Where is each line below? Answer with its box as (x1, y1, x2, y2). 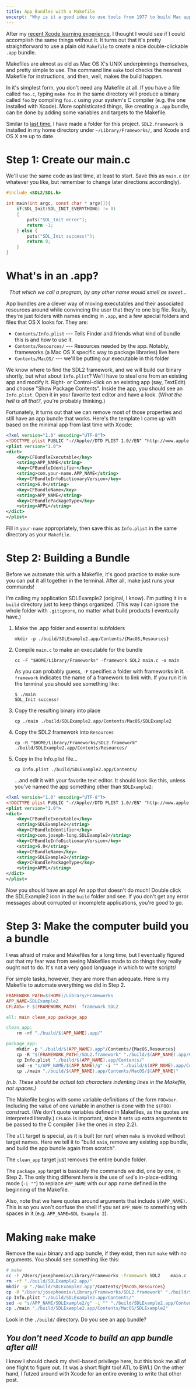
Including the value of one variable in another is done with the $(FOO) (6, 1102, 172, 1110)
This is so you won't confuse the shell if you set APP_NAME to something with (6, 1204, 188, 1211)
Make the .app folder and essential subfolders (14, 624, 125, 631)
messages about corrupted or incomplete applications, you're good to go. (6, 899, 184, 906)
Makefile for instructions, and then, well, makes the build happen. (6, 73, 163, 80)
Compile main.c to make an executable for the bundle (14, 646, 143, 653)
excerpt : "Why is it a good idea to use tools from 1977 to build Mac (6, 14, 181, 20)
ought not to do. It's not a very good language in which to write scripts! (6, 964, 177, 971)
